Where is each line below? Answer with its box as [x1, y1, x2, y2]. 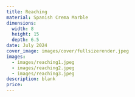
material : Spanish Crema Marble [6, 14, 88, 20]
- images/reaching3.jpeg [12, 70, 75, 77]
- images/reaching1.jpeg [12, 59, 75, 65]
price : [6, 82, 23, 88]
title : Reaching [6, 8, 47, 15]
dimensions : [6, 20, 36, 26]
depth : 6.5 [12, 37, 40, 43]
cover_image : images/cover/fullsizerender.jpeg [6, 48, 130, 54]
